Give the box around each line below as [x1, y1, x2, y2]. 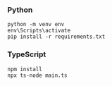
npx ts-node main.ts [7, 72, 68, 79]
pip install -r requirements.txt [7, 33, 106, 40]
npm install [7, 66, 42, 73]
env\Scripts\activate [7, 27, 71, 35]
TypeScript [7, 49, 46, 59]
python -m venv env [7, 21, 65, 28]
